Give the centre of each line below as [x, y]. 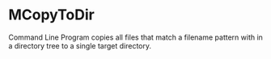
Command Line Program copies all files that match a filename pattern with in [135, 37]
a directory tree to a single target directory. [80, 45]
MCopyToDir [51, 15]
